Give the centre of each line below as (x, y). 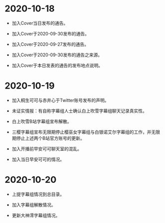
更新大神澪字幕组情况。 (36, 215)
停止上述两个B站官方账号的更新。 (50, 138)
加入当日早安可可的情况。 (38, 159)
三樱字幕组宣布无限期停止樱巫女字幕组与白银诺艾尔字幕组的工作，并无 (84, 132)
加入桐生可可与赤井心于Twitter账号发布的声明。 (60, 100)
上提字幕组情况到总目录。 (38, 194)
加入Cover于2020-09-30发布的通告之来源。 (57, 55)
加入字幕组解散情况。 (34, 205)
